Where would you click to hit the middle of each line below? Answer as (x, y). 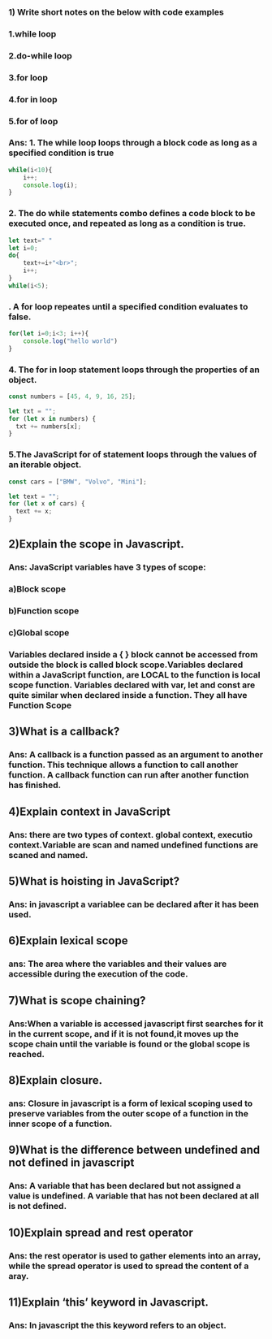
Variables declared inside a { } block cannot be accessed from (133, 655)
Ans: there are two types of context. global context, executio (131, 834)
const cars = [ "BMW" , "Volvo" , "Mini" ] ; (78, 482)
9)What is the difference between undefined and (134, 1150)
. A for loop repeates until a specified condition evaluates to (128, 306)
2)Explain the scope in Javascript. (96, 544)
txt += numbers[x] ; (49, 426)
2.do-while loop (41, 55)
